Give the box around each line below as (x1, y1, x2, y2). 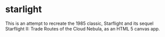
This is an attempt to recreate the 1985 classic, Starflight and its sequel (5, 20, 154, 26)
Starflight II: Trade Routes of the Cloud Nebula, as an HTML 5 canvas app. (5, 25, 160, 31)
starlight (5, 4, 42, 15)
